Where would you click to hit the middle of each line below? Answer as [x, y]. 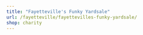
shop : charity [24, 23]
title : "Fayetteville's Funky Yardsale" [58, 12]
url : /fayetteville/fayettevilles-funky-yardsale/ [72, 17]
